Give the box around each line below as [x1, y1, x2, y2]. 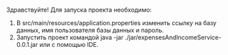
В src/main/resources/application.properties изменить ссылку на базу [16, 19, 216, 26]
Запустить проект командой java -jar [16, 33, 124, 41]
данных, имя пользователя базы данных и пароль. [16, 26, 165, 34]
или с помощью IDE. [39, 41, 99, 48]
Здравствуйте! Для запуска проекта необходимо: [6, 6, 152, 14]
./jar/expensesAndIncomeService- [124, 33, 222, 41]
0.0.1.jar [16, 41, 38, 48]
